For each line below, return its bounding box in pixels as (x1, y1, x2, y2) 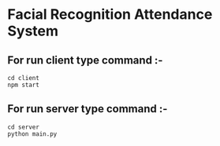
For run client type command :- (7, 53, 163, 67)
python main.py (7, 130, 58, 138)
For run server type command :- (7, 102, 168, 115)
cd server (7, 123, 40, 131)
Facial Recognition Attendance (7, 5, 213, 24)
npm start (7, 81, 40, 89)
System (7, 22, 59, 40)
